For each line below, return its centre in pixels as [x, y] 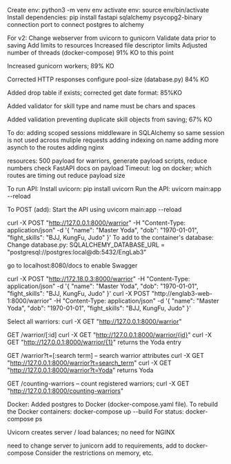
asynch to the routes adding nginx [56, 147]
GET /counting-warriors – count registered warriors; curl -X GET [98, 383]
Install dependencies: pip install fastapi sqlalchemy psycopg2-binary [105, 17]
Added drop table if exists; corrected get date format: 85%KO [95, 93]
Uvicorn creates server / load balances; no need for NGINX [91, 432]
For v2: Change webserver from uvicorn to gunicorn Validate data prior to [112, 38]
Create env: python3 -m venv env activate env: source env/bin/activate [108, 10]
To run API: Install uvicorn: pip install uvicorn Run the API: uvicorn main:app [114, 189]
